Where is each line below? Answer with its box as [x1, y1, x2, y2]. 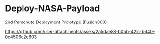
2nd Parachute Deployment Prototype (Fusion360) [5, 19, 107, 25]
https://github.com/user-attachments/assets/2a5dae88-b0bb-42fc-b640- [5, 28, 155, 34]
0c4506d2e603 [5, 34, 37, 40]
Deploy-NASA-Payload [5, 3, 100, 14]
